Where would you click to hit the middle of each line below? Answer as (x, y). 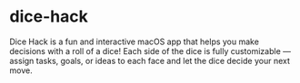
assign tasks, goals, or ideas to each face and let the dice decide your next (150, 60)
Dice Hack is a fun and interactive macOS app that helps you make (134, 41)
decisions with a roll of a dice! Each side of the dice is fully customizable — (150, 51)
